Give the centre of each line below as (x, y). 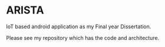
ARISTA (25, 10)
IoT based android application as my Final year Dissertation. (79, 26)
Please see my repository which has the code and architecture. (83, 38)
